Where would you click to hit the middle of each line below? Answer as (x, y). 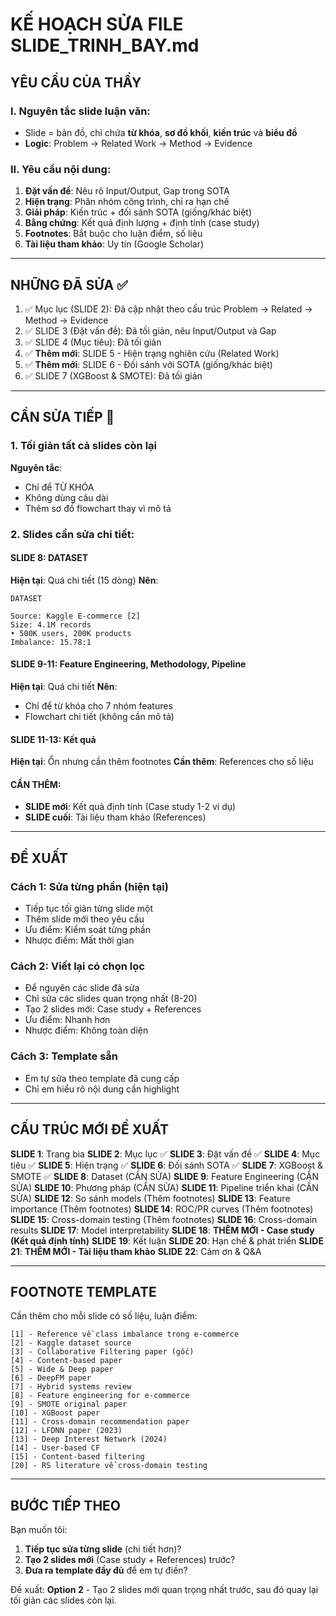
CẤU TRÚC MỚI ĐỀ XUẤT (90, 1129)
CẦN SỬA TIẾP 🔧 (62, 417)
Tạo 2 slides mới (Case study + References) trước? (130, 1560)
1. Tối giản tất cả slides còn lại (83, 446)
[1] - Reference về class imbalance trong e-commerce (125, 1334)
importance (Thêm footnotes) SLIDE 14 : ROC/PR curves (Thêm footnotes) (162, 1209)
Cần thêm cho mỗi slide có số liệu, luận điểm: (104, 1316)
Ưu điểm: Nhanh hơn (67, 1020)
